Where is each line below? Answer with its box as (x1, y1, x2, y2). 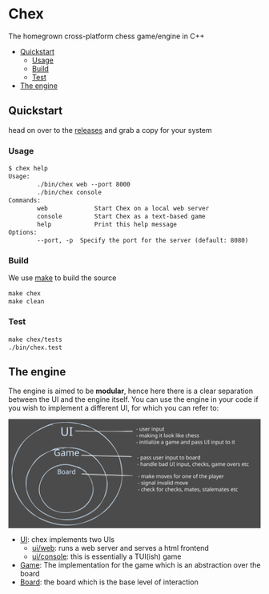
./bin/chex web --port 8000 (37, 181, 130, 189)
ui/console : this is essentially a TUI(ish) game (31, 552, 182, 561)
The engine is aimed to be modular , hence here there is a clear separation (8, 386, 254, 396)
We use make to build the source (8, 273, 117, 283)
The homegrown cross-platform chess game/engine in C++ (8, 31, 205, 41)
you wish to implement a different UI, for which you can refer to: (8, 403, 219, 413)
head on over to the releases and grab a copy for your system (8, 125, 212, 134)
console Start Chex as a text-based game (37, 213, 206, 221)
